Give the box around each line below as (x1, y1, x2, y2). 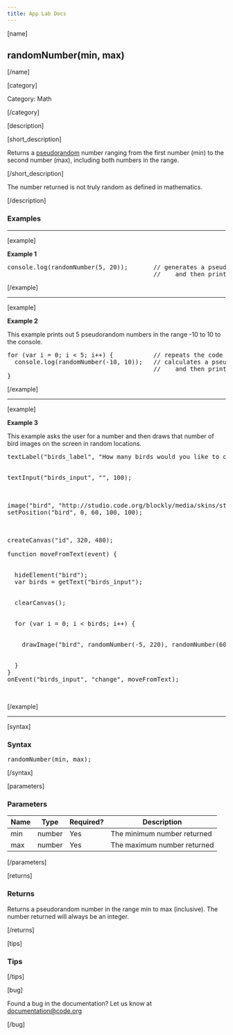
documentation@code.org (7, 1006, 82, 1015)
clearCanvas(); (14, 599, 66, 607)
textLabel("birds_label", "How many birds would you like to (7, 453, 220, 460)
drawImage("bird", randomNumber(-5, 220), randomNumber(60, (21, 641, 231, 648)
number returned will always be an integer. (7, 912, 130, 920)
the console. (7, 337, 43, 346)
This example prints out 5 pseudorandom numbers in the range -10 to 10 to (7, 330, 221, 338)
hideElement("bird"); (14, 571, 88, 579)
